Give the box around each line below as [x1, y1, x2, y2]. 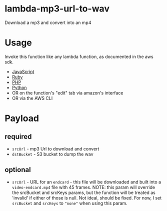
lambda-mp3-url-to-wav [4, 3, 109, 14]
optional [4, 165, 31, 174]
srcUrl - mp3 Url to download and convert [11, 145, 99, 151]
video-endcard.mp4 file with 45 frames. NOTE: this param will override [11, 184, 155, 190]
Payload [4, 113, 39, 124]
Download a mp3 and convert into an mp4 [4, 19, 91, 25]
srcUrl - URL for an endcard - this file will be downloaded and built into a [11, 178, 161, 185]
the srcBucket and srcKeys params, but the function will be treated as [11, 189, 156, 195]
